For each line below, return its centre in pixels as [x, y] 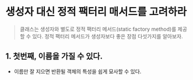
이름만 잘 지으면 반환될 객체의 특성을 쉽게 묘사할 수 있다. [78, 71]
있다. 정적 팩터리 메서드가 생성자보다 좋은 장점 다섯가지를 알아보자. [108, 36]
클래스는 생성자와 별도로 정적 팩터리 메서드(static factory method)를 [98, 29]
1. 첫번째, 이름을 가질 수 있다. [54, 57]
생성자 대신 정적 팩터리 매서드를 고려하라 [96, 12]
